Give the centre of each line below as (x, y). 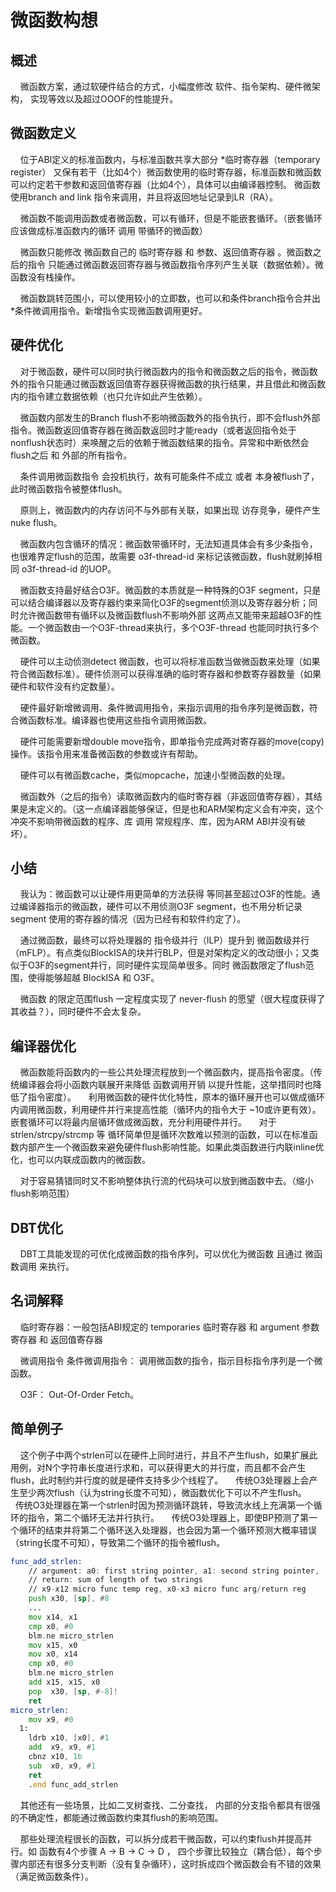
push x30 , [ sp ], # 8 (69, 1599)
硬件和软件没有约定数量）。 (65, 686)
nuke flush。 (36, 522)
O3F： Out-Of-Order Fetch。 (79, 1394)
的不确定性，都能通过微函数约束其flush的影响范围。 (117, 1817)
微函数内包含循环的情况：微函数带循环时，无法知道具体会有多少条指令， (168, 543)
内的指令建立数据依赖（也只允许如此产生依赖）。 (109, 396)
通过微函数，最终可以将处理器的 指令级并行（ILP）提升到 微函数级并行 (164, 940)
